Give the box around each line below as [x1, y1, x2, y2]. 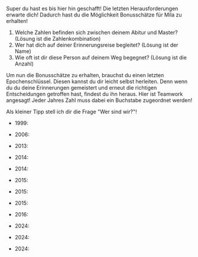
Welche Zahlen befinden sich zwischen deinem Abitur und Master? [14, 29, 178, 36]
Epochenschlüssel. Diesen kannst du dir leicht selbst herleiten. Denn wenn [6, 78, 188, 85]
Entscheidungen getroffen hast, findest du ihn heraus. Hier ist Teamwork [6, 91, 183, 97]
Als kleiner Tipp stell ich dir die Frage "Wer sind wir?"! [6, 108, 137, 115]
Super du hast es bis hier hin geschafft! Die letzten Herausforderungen [6, 5, 178, 12]
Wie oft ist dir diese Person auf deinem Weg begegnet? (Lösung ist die [14, 54, 187, 61]
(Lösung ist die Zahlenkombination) [14, 35, 101, 42]
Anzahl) [14, 60, 34, 67]
